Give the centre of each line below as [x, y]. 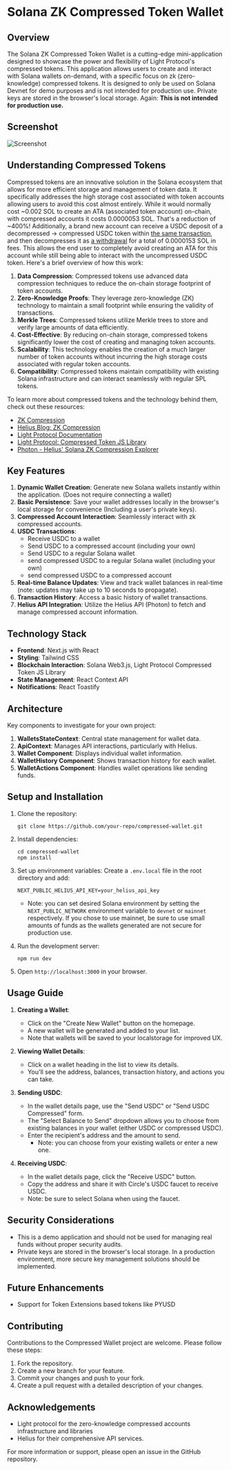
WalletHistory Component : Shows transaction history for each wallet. [117, 761]
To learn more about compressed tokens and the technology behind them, [113, 399]
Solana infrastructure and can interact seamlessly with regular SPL [112, 378]
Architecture [35, 709]
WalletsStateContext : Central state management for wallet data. [109, 739]
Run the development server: [58, 946]
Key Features [36, 471]
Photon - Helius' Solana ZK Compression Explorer [88, 449]
